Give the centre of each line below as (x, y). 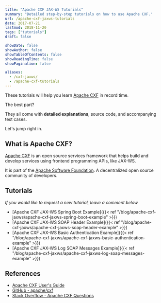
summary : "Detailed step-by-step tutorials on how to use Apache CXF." (79, 14)
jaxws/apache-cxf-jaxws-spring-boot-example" (60, 217)
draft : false (18, 37)
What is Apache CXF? (39, 144)
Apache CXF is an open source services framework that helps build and (77, 156)
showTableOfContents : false (33, 54)
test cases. (16, 119)
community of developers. (31, 175)
